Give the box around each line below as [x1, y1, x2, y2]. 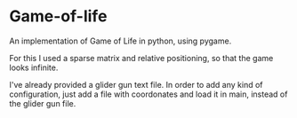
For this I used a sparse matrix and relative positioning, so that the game [9, 52, 274, 63]
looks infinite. [9, 62, 59, 73]
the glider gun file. [9, 98, 76, 108]
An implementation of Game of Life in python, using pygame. [9, 35, 232, 46]
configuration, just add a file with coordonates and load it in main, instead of [9, 89, 288, 99]
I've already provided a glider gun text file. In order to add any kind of [9, 79, 264, 90]
